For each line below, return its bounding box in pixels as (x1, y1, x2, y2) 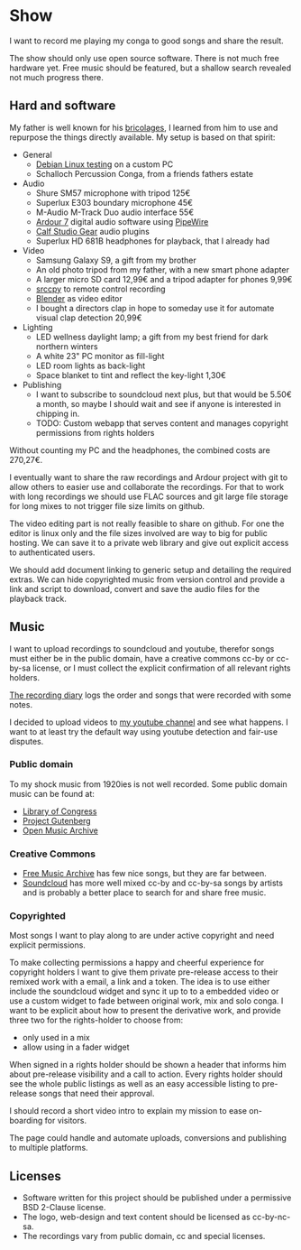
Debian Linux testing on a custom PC (35, 159, 174, 170)
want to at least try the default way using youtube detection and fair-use (9, 726, 278, 736)
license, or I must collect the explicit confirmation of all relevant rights (32, 662, 291, 673)
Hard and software (9, 98, 116, 114)
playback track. (9, 593, 68, 604)
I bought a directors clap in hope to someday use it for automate (35, 302, 275, 313)
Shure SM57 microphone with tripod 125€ (35, 187, 191, 199)
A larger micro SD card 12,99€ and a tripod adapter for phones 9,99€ (35, 273, 293, 284)
